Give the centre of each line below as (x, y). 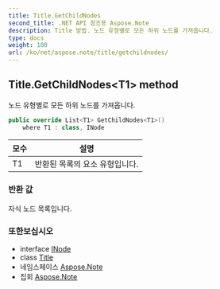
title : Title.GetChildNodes (55, 16)
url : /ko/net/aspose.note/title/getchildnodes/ (89, 53)
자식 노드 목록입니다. (40, 209)
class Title (37, 258)
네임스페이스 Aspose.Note (61, 267)
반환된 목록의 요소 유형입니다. (87, 164)
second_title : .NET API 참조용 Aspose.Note (79, 23)
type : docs (26, 38)
